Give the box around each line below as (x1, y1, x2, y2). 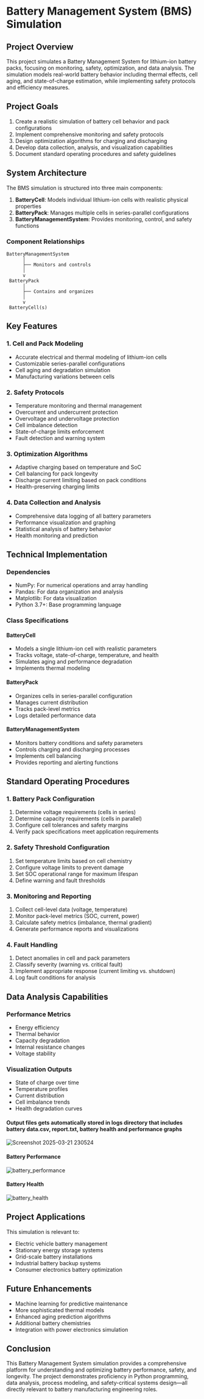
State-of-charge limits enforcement (15, 428, 105, 435)
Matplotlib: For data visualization (15, 595, 97, 602)
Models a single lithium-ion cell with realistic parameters (15, 645, 157, 652)
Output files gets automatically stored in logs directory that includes (6, 1118, 183, 1126)
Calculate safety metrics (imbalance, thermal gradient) (15, 919, 152, 926)
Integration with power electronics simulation (15, 1326, 128, 1333)
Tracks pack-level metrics (15, 705, 80, 713)
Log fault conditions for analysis (15, 974, 96, 982)
